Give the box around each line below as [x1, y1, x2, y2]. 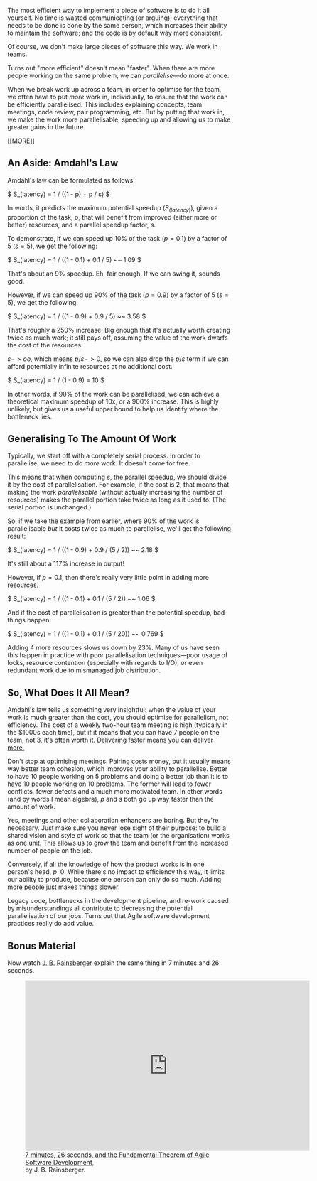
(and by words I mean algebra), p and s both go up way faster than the [7, 795, 215, 804]
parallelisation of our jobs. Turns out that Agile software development [7, 912, 210, 920]
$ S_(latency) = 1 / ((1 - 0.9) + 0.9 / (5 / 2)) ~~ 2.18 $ [7, 546, 158, 554]
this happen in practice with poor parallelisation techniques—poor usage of [7, 651, 228, 659]
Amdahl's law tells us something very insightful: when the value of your [7, 706, 216, 714]
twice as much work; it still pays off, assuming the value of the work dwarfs [7, 333, 229, 342]
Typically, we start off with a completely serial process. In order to [7, 451, 201, 460]
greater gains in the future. [7, 123, 86, 131]
